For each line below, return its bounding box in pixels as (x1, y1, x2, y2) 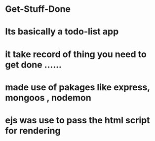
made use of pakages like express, (5, 81, 150, 93)
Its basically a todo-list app (5, 26, 119, 37)
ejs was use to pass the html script (5, 114, 150, 126)
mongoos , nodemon (5, 92, 91, 103)
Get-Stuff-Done (5, 3, 71, 15)
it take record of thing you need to (5, 48, 147, 60)
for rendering (5, 125, 61, 136)
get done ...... (5, 59, 62, 70)
